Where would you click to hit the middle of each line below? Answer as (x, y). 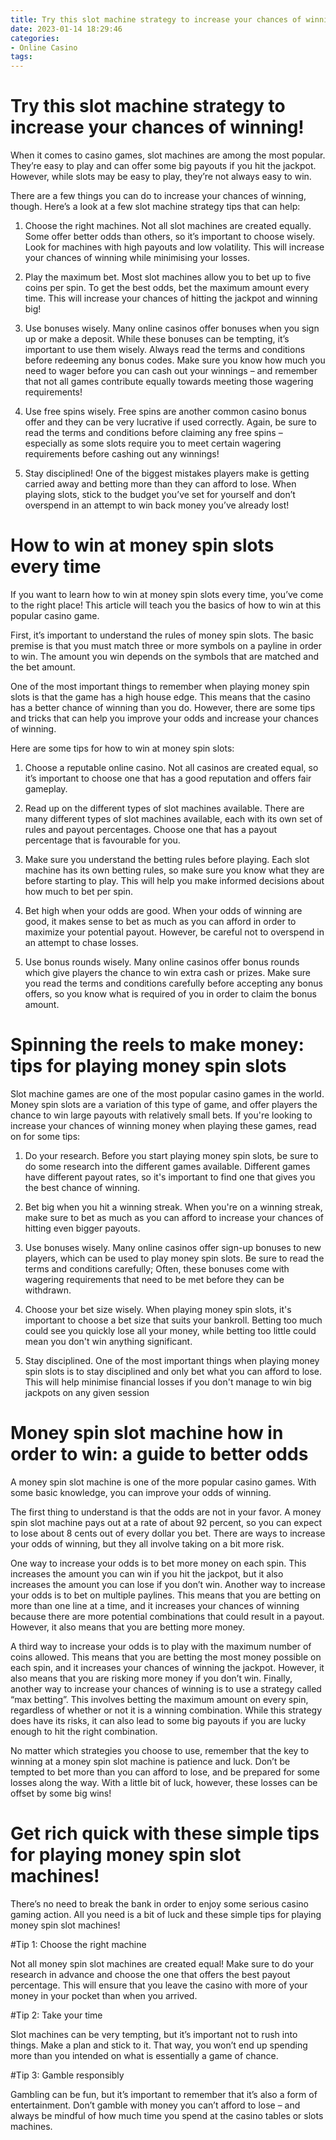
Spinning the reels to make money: (157, 1045)
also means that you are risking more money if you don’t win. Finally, (151, 1678)
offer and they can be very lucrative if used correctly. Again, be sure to (170, 422)
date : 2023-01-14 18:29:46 (66, 29)
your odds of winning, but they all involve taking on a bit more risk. (147, 1543)
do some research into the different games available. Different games (167, 1166)
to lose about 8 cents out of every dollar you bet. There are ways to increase (168, 1533)
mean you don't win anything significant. (108, 1341)
